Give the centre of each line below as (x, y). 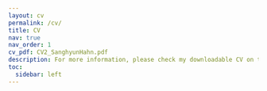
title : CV (25, 30)
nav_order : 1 (30, 45)
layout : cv (26, 15)
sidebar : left (39, 74)
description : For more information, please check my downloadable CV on (131, 60)
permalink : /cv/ (35, 23)
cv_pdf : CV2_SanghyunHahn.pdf (58, 52)
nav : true (25, 38)
